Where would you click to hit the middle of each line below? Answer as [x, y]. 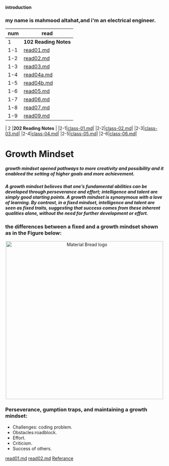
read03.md [37, 67]
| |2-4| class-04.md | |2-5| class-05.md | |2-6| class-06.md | [78, 134]
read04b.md [38, 83]
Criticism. [22, 443]
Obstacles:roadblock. [35, 432]
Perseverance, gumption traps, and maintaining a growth [76, 410]
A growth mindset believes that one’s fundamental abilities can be [76, 187]
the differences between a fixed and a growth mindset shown [82, 226]
